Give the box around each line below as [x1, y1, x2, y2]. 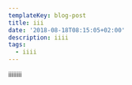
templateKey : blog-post [8, 11, 87, 20]
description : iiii [8, 33, 69, 42]
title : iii [8, 19, 44, 27]
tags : [8, 41, 26, 49]
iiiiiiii [8, 70, 22, 79]
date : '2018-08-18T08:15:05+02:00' [8, 26, 126, 34]
